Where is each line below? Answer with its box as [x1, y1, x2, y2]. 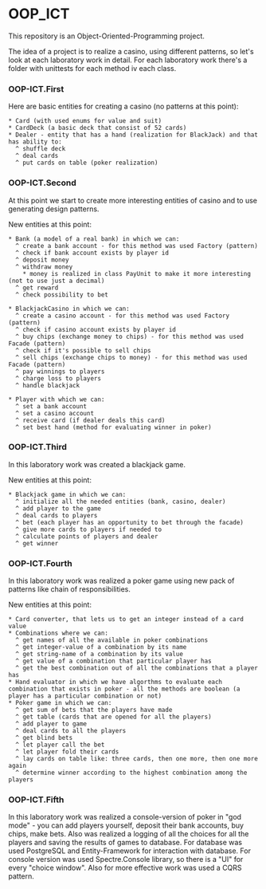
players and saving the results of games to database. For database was [8, 838, 243, 848]
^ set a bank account [15, 402, 88, 411]
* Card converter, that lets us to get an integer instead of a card [8, 616, 244, 623]
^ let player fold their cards [15, 748, 119, 756]
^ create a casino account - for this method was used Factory [15, 312, 229, 320]
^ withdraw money [15, 262, 73, 271]
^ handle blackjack [15, 381, 80, 389]
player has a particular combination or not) [8, 692, 162, 700]
